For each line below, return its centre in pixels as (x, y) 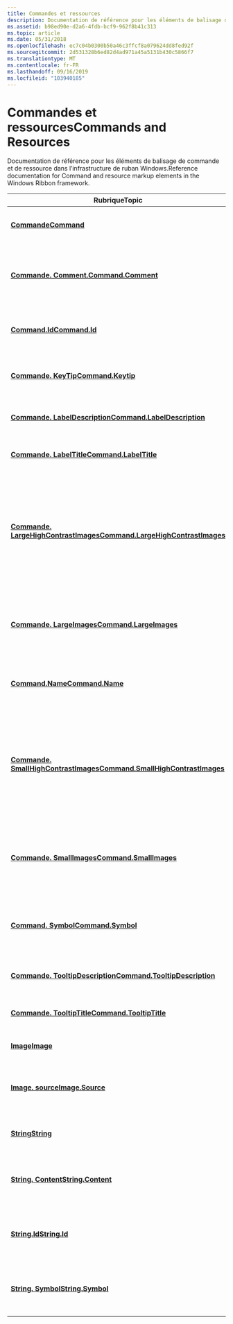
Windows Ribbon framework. (49, 183)
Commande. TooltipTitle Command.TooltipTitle (88, 1013)
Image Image (32, 1046)
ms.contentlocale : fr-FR (43, 65)
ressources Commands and (87, 127)
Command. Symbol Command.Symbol (74, 925)
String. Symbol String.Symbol (60, 1289)
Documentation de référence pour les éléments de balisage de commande (113, 161)
